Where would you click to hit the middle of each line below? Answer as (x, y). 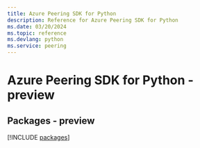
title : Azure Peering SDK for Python (62, 14)
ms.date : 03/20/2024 (37, 26)
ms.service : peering (37, 46)
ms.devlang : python (35, 40)
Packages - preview (51, 121)
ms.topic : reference (37, 33)
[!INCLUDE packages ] (39, 137)
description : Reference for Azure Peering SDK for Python (93, 20)
